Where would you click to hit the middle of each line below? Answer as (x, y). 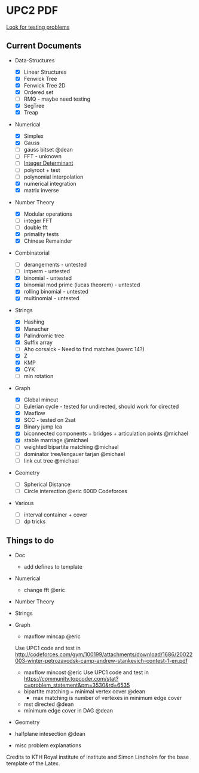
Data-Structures (35, 60)
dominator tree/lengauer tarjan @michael (74, 454)
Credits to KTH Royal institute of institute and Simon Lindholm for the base (98, 757)
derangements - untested (55, 265)
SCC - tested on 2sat (50, 420)
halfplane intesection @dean (50, 733)
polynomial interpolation (53, 177)
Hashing (34, 322)
